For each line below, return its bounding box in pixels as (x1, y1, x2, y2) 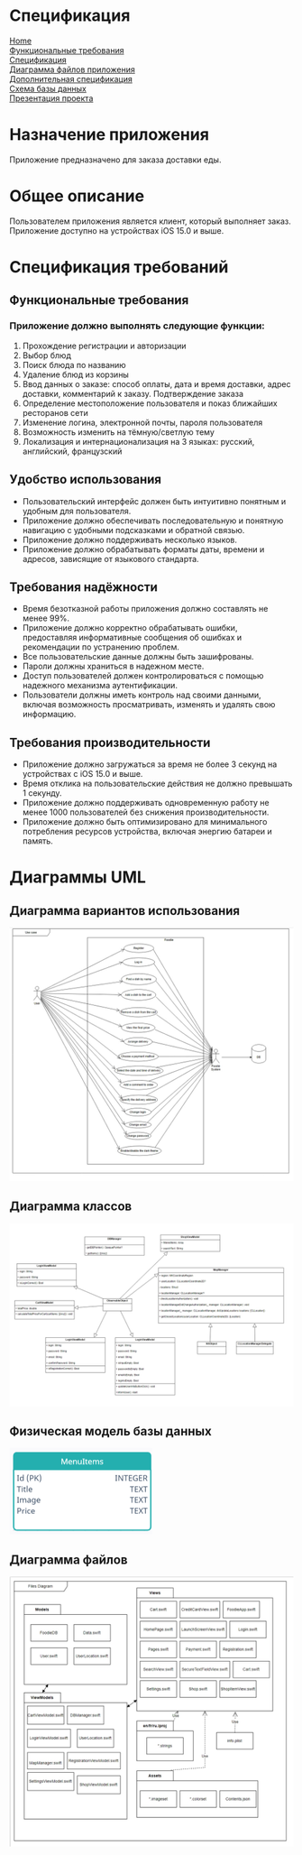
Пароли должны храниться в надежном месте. (22, 660, 205, 672)
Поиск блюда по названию (22, 359, 126, 370)
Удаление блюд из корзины (22, 369, 129, 380)
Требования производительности (9, 734, 211, 750)
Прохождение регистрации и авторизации (22, 340, 187, 351)
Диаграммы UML (9, 867, 147, 888)
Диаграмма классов (9, 1199, 133, 1214)
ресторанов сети (22, 407, 88, 418)
